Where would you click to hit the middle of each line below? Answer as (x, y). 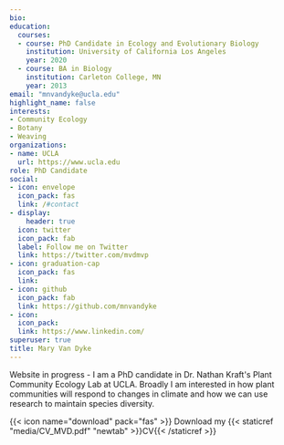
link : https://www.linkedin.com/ (81, 332)
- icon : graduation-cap (55, 264)
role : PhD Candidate (49, 171)
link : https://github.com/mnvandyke (87, 306)
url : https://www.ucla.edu (69, 162)
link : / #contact (48, 205)
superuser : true (40, 340)
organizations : (38, 145)
